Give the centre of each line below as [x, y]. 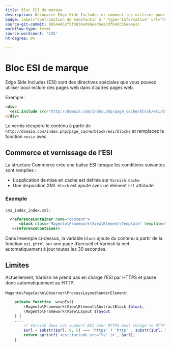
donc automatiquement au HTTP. [40, 282]
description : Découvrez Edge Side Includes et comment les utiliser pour [85, 15]
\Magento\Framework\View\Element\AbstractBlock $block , [84, 307]
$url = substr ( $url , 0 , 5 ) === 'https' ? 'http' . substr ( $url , [93, 330]
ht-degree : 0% [20, 39]
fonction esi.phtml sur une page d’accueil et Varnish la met [67, 244]
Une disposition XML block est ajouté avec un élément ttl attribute [83, 186]
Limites [17, 265]
